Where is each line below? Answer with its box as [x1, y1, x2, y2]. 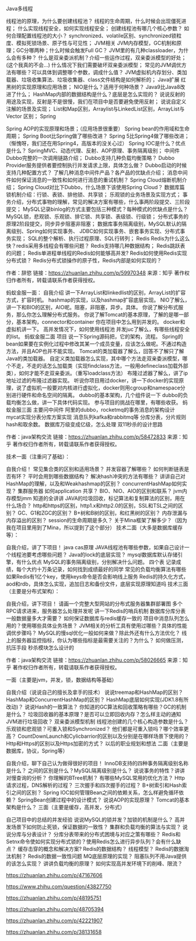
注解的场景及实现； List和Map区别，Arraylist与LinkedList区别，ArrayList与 [6, 105, 185, 112]
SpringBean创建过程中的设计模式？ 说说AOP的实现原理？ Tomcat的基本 [17, 796, 190, 803]
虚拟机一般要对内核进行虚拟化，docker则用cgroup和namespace [26, 384, 181, 391]
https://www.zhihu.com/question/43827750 [6, 883, 112, 890]
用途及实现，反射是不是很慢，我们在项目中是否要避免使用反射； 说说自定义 [6, 98, 187, 105]
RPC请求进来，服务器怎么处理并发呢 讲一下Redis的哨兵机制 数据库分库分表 [6, 608, 186, 614]
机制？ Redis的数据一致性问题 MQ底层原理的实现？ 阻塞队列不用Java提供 [10, 853, 187, 860]
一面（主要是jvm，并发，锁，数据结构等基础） [6, 676, 117, 683]
